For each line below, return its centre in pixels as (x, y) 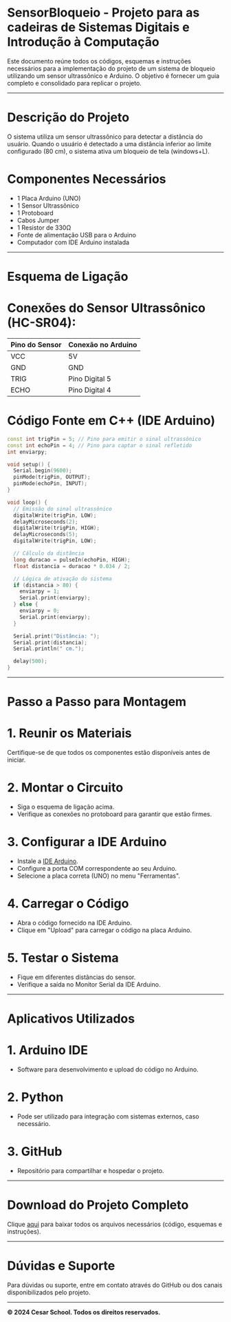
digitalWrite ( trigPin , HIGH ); (56, 528)
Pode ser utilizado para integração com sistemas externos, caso (108, 1116)
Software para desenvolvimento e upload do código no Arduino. (108, 1069)
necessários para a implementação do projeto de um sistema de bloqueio (111, 68)
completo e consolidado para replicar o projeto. (75, 83)
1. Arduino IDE (47, 1050)
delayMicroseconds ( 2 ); (46, 522)
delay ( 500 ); (31, 661)
